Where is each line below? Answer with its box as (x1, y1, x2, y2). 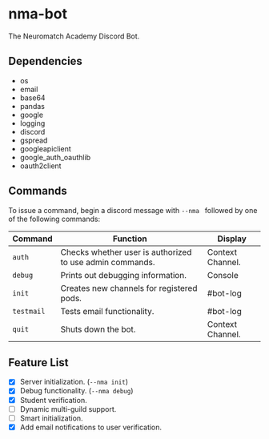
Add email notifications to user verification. (19, 422, 163, 432)
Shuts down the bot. (60, 324, 136, 335)
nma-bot (8, 5, 68, 23)
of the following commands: (8, 214, 101, 224)
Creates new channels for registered (60, 282, 198, 293)
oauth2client (19, 161, 62, 171)
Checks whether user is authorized (60, 246, 192, 257)
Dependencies (8, 54, 82, 68)
